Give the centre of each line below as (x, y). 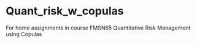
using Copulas (24, 34)
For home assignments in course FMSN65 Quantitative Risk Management (98, 28)
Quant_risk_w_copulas (65, 11)
